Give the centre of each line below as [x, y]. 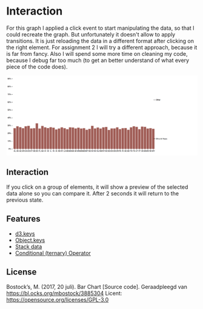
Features [23, 219]
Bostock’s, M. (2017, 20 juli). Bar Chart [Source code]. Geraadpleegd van [97, 287]
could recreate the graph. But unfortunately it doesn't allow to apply [91, 34]
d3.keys [25, 233]
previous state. [25, 200]
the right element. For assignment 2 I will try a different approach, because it [102, 47]
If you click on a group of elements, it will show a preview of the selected [97, 187]
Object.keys [30, 240]
